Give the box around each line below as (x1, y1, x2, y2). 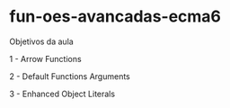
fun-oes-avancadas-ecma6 (9, 6, 222, 27)
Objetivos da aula (9, 36, 74, 47)
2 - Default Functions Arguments (9, 70, 130, 82)
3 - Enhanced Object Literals (9, 88, 115, 99)
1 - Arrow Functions (9, 53, 83, 64)
